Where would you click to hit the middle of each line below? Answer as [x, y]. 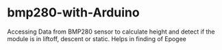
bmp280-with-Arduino [73, 13]
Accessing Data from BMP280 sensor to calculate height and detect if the [111, 32]
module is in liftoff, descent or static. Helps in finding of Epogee [97, 38]
